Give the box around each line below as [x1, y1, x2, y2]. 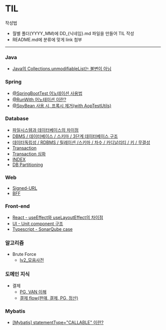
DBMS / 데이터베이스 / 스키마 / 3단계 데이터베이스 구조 [12, 133, 118, 139]
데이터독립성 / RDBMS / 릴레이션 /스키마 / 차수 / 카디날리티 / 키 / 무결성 [12, 139, 151, 145]
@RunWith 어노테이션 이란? [12, 96, 67, 102]
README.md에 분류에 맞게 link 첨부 [12, 37, 83, 42]
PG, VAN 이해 [19, 289, 47, 295]
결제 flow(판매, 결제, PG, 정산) [19, 295, 79, 301]
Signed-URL [12, 185, 38, 191]
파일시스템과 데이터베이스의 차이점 [12, 127, 79, 133]
